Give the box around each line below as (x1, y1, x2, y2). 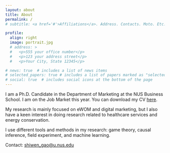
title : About (5, 12, 33, 17)
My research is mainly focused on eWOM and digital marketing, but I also (5, 107, 158, 112)
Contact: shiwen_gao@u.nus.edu (5, 142, 74, 148)
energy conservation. (5, 117, 50, 123)
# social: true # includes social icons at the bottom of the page (5, 77, 153, 82)
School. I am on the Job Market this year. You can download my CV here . (5, 96, 158, 103)
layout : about (5, 7, 35, 13)
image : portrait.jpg (10, 40, 53, 45)
